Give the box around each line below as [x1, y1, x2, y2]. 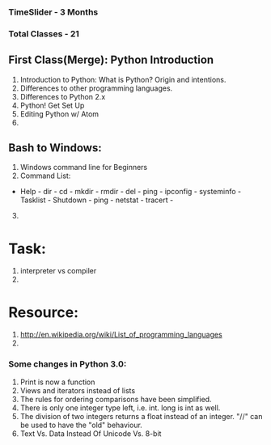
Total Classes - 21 [8, 28, 79, 39]
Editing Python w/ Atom [19, 108, 100, 119]
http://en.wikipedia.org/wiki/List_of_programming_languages [19, 330, 222, 340]
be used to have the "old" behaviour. [19, 420, 143, 430]
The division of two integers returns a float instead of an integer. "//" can [19, 411, 263, 421]
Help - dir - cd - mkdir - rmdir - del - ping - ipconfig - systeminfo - [19, 187, 241, 197]
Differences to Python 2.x [19, 91, 106, 101]
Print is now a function [19, 377, 95, 387]
